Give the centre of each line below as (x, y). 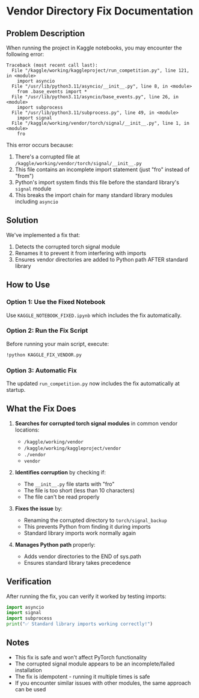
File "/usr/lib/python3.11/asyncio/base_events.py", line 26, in (95, 97)
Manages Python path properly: (55, 544)
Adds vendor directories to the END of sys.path (82, 556)
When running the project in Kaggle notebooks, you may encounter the (94, 48)
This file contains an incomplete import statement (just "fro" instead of (102, 169)
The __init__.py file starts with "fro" (69, 484)
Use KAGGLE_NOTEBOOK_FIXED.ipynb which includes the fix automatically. (94, 315)
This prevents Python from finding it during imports (87, 526)
